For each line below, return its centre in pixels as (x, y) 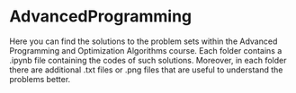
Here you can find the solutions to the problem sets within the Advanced (144, 41)
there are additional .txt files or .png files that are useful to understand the (146, 70)
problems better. (40, 79)
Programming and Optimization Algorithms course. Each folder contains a (146, 50)
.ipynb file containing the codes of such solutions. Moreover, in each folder (148, 60)
